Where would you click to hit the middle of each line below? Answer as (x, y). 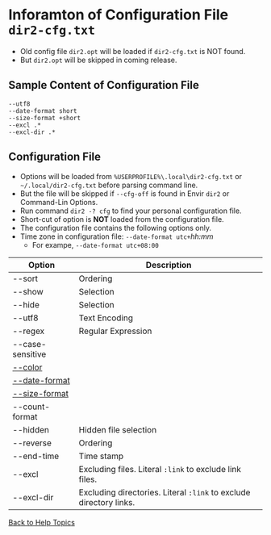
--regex (29, 331)
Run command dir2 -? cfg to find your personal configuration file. (131, 211)
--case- (29, 344)
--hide (26, 304)
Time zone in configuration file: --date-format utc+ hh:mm (117, 236)
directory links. (107, 502)
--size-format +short (45, 118)
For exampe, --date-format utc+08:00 (95, 245)
